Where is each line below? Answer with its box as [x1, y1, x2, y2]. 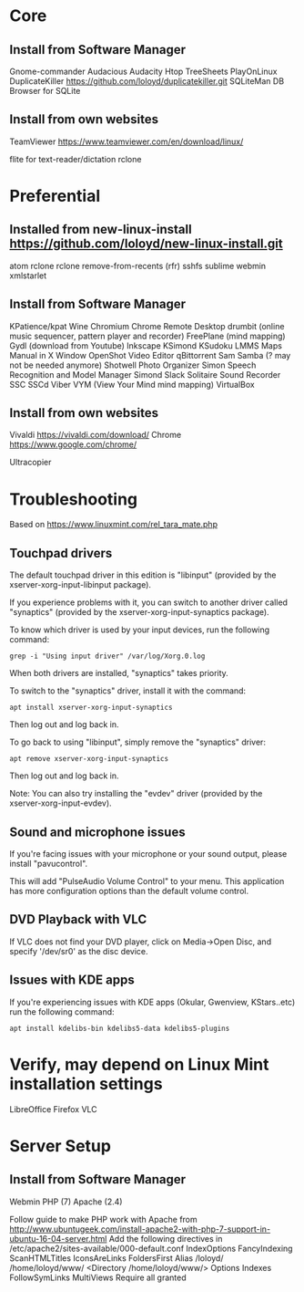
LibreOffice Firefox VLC [9, 1103, 97, 1114]
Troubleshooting [9, 489, 138, 509]
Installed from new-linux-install [9, 222, 193, 237]
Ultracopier [9, 457, 52, 468]
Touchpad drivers [9, 545, 113, 561]
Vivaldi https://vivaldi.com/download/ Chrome [9, 430, 182, 441]
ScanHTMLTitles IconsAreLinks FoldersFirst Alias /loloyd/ [9, 1252, 224, 1264]
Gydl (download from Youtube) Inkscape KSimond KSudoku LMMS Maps [9, 339, 282, 351]
